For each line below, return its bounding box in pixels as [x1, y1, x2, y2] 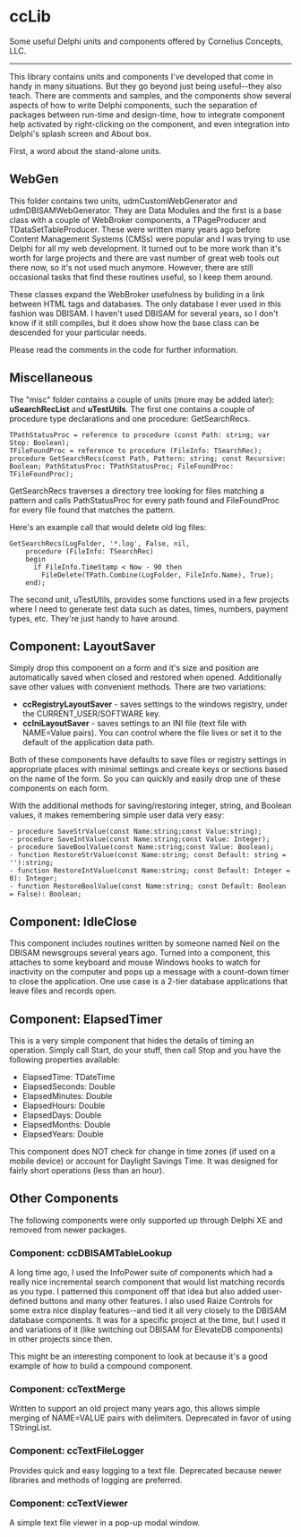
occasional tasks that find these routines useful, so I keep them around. [9, 271, 273, 282]
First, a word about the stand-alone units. [9, 145, 162, 156]
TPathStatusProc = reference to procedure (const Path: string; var [9, 430, 271, 440]
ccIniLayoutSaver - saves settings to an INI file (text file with [21, 718, 247, 729]
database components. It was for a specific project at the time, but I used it [9, 1315, 287, 1326]
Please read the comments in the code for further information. [9, 344, 239, 355]
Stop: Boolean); [9, 438, 70, 447]
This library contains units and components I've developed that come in [9, 71, 273, 82]
